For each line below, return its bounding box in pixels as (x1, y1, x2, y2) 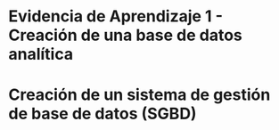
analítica (8, 45, 73, 64)
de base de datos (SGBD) (8, 104, 197, 124)
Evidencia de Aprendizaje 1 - (8, 6, 224, 27)
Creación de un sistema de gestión (8, 85, 271, 105)
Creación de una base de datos (8, 25, 242, 45)
